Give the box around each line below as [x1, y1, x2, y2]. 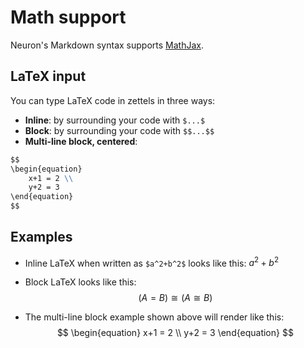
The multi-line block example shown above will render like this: [24, 311, 285, 323]
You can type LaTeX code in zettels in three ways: [10, 94, 216, 106]
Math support [10, 6, 127, 29]
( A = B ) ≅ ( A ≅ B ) [138, 292, 213, 304]
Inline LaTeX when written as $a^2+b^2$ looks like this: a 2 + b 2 [24, 255, 280, 269]
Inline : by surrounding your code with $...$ [24, 114, 206, 126]
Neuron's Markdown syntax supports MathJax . [10, 39, 204, 51]
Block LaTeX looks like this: [24, 276, 137, 288]
